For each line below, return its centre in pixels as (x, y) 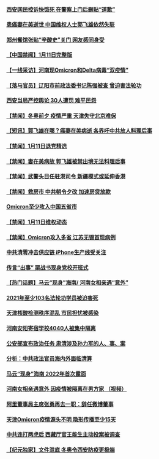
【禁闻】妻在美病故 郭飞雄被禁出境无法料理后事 (66, 161)
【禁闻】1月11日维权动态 (37, 222)
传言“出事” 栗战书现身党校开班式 (47, 268)
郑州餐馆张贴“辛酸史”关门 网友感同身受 (56, 39)
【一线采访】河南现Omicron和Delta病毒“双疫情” (68, 70)
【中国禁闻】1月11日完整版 (39, 55)
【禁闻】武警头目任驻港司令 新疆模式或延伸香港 (66, 176)
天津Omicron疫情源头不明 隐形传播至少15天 (61, 419)
